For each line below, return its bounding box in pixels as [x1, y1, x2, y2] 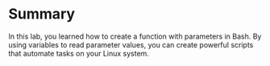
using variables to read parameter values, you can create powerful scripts [8, 39, 254, 49]
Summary [8, 5, 75, 23]
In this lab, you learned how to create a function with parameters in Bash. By [8, 31, 262, 41]
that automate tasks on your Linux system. [8, 48, 149, 58]
